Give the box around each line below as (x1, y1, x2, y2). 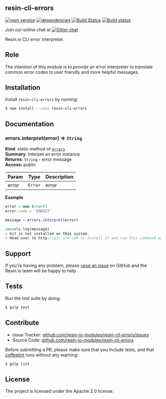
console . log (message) (5, 226, 50, 232)
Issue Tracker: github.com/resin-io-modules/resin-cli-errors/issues (12, 332, 149, 338)
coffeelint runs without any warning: (5, 351, 79, 358)
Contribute (5, 319, 40, 327)
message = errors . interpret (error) (5, 217, 79, 222)
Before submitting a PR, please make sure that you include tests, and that (5, 347, 154, 352)
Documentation (5, 120, 54, 128)
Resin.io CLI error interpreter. (5, 36, 64, 42)
